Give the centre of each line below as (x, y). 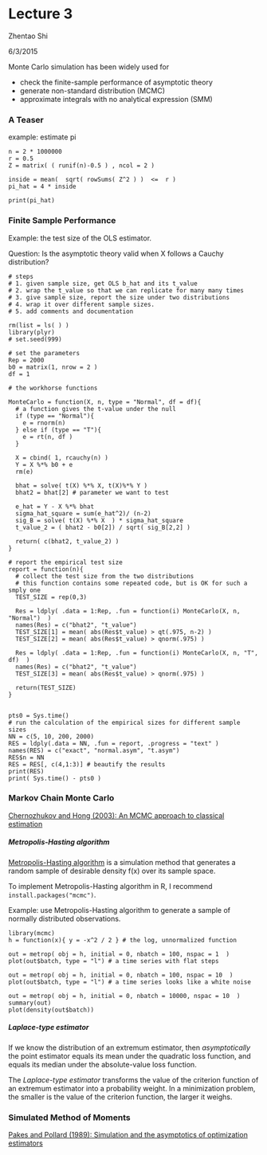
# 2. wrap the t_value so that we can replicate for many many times (126, 290)
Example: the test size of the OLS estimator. (80, 238)
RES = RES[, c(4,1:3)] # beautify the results (87, 764)
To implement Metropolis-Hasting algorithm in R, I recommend (110, 886)
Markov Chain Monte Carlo (61, 798)
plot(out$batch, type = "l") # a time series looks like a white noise (130, 982)
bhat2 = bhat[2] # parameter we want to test (92, 492)
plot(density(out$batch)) (51, 1010)
